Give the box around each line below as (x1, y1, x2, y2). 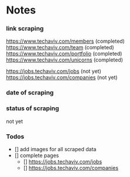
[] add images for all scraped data (14, 146, 97, 152)
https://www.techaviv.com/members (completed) (6, 38, 125, 45)
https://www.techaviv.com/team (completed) (6, 44, 114, 51)
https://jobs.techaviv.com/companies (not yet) (6, 74, 118, 81)
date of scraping (6, 88, 54, 97)
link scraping (6, 25, 44, 33)
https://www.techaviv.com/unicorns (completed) (6, 56, 124, 63)
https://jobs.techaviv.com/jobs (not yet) (6, 68, 101, 75)
